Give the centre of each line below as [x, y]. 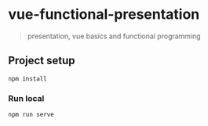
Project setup [42, 61]
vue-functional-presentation [104, 14]
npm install [27, 79]
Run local [26, 98]
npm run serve [31, 115]
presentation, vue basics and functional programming [114, 36]
